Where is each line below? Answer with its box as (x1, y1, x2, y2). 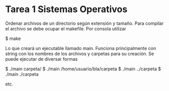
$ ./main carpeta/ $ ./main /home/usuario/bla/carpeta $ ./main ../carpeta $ (5, 66, 161, 72)
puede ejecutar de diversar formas (5, 56, 78, 62)
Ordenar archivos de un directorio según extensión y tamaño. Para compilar (5, 20, 164, 26)
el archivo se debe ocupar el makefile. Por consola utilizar (5, 25, 126, 31)
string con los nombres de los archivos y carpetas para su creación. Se (5, 51, 154, 57)
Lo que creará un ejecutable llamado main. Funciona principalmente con (5, 45, 156, 51)
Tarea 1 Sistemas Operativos (5, 4, 128, 15)
